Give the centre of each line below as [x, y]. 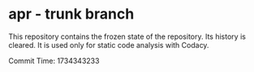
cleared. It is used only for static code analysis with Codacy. [109, 44]
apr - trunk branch [71, 14]
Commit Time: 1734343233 [54, 61]
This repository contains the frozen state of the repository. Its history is [127, 36]
